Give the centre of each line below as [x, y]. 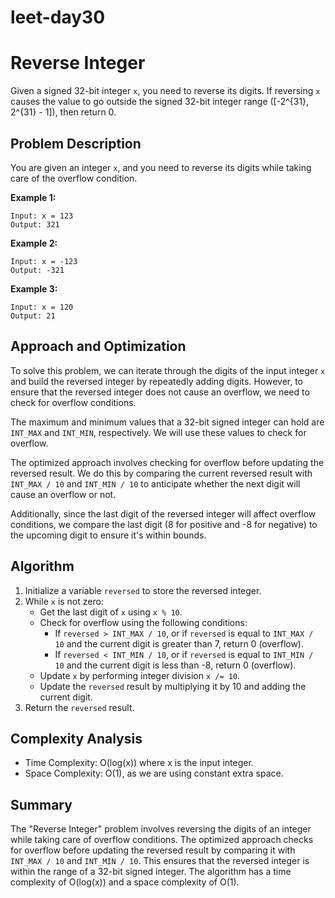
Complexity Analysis [76, 738]
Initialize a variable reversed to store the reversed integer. [143, 590]
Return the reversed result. [79, 707]
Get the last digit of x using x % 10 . [111, 612]
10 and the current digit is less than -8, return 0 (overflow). [175, 665]
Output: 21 [33, 316]
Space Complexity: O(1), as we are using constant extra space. [154, 773]
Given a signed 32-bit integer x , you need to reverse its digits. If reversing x [165, 91]
